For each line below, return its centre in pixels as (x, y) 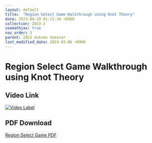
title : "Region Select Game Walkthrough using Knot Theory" (70, 14)
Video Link (22, 96)
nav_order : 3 (19, 33)
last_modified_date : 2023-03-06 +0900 (45, 42)
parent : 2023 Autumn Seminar (35, 38)
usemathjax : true (23, 28)
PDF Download (28, 123)
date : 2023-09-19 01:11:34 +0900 (40, 19)
